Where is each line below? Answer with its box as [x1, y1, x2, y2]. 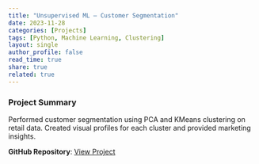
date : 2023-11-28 [8, 19, 66, 27]
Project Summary [8, 97, 77, 108]
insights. [8, 132, 36, 141]
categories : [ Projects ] [8, 26, 87, 34]
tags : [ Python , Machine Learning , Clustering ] [8, 33, 165, 42]
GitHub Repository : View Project [8, 147, 116, 156]
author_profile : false [8, 48, 83, 56]
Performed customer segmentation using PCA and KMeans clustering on [8, 114, 246, 124]
